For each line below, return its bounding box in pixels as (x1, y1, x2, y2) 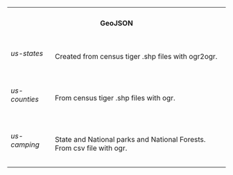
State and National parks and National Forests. (54, 134, 206, 144)
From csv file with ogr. (54, 143, 128, 153)
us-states (10, 48, 44, 58)
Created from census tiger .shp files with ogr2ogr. (54, 52, 218, 62)
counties (10, 94, 40, 104)
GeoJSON (100, 19, 133, 28)
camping (10, 140, 40, 149)
